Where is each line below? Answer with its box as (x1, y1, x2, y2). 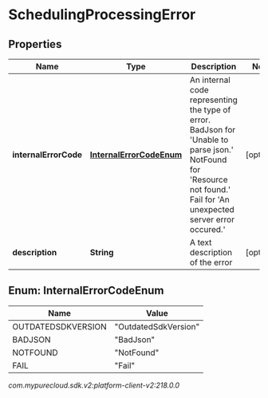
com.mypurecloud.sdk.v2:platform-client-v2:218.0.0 (8, 380, 180, 390)
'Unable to (190, 134, 229, 145)
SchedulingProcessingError (8, 6, 196, 24)
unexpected (190, 204, 235, 215)
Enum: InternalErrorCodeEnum (8, 284, 164, 298)
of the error (190, 257, 233, 268)
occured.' (190, 224, 226, 234)
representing (190, 94, 238, 105)
